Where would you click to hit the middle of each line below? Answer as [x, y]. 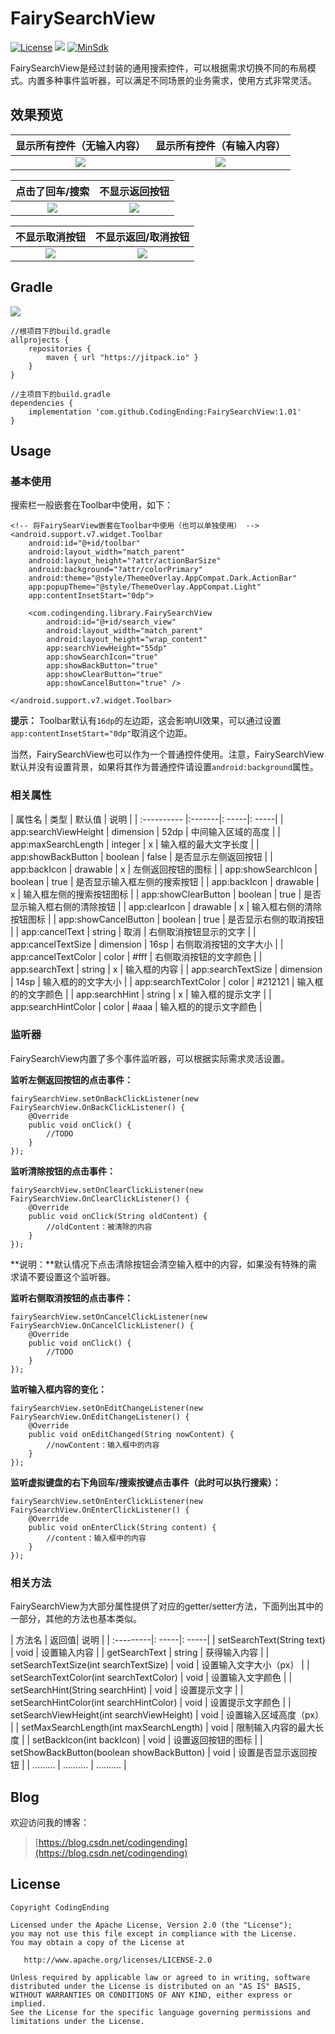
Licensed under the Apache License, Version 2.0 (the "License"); [151, 1925]
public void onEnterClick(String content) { [122, 1527]
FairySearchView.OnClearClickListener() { [100, 1198]
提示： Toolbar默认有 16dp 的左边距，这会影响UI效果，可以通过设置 [146, 721]
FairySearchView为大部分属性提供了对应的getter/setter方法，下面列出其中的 [167, 1606]
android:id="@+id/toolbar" [84, 543]
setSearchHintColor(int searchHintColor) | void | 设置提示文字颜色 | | [151, 1703]
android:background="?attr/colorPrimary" [115, 570]
